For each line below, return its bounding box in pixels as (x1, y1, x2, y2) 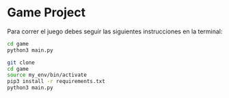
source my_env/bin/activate (7, 71, 87, 79)
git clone (7, 59, 36, 66)
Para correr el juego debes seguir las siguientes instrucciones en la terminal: (7, 27, 223, 35)
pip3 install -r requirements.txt (7, 78, 106, 85)
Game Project (7, 5, 86, 20)
